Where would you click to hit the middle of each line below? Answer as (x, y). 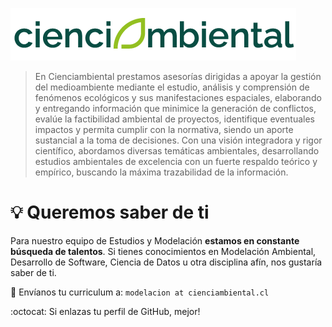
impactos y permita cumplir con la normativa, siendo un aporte (164, 129)
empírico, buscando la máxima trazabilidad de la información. (161, 172)
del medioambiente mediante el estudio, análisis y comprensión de (172, 87)
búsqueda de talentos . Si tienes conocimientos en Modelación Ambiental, (163, 251)
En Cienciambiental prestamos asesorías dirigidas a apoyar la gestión (178, 76)
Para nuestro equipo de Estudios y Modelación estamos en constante (155, 240)
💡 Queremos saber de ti (110, 212)
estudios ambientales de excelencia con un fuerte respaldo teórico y (176, 161)
